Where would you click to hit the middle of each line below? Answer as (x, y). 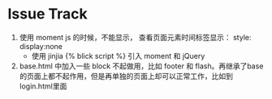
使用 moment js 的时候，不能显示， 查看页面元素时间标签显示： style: (135, 37)
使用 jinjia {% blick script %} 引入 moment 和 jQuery (118, 56)
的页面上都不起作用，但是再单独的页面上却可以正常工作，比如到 (126, 76)
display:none (41, 46)
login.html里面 (43, 86)
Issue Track (48, 14)
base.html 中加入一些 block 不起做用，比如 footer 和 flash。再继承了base (141, 66)
